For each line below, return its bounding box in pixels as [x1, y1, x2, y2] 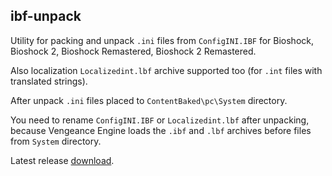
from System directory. [10, 135, 102, 147]
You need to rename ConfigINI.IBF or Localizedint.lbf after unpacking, [10, 114, 310, 126]
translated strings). [10, 75, 88, 87]
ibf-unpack [10, 8, 82, 25]
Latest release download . [10, 154, 115, 166]
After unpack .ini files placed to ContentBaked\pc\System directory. [10, 94, 288, 106]
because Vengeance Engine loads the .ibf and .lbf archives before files [10, 124, 312, 136]
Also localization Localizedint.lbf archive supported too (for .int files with [10, 64, 323, 76]
